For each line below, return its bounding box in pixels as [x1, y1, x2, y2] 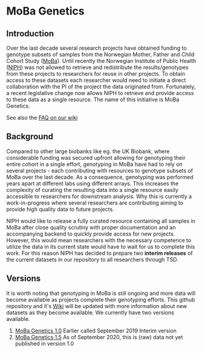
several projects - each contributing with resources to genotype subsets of [6, 167, 194, 174]
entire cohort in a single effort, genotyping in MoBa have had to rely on [6, 160, 183, 168]
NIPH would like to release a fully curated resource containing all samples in [6, 217, 195, 225]
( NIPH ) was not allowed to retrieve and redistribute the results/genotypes [6, 64, 189, 71]
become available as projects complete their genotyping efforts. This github [6, 295, 195, 303]
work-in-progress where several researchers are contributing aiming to [6, 199, 183, 206]
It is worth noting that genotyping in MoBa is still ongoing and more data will [6, 289, 195, 297]
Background [6, 131, 53, 142]
